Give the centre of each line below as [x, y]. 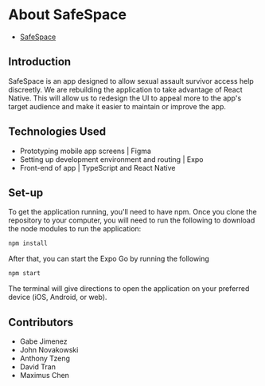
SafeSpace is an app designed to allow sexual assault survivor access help [131, 81]
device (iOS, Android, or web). [58, 297]
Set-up [26, 193]
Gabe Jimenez [43, 341]
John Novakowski [49, 349]
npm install [28, 244]
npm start [25, 274]
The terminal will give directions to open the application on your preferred [129, 289]
